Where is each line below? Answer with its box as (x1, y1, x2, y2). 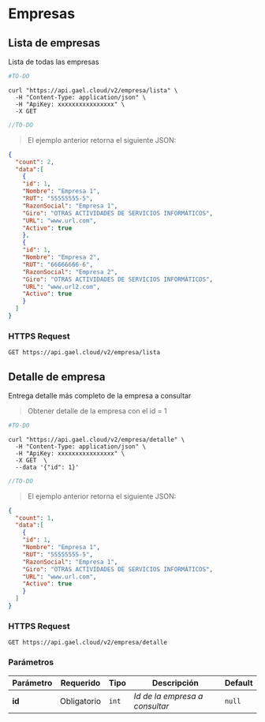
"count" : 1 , (15, 514, 55, 522)
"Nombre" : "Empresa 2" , (22, 253, 101, 261)
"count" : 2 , (15, 158, 55, 166)
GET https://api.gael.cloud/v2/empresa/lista (8, 349, 160, 357)
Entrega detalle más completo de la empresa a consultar (8, 391, 192, 400)
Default (224, 677, 253, 688)
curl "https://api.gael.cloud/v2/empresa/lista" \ (8, 86, 178, 95)
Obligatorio (59, 695, 101, 706)
